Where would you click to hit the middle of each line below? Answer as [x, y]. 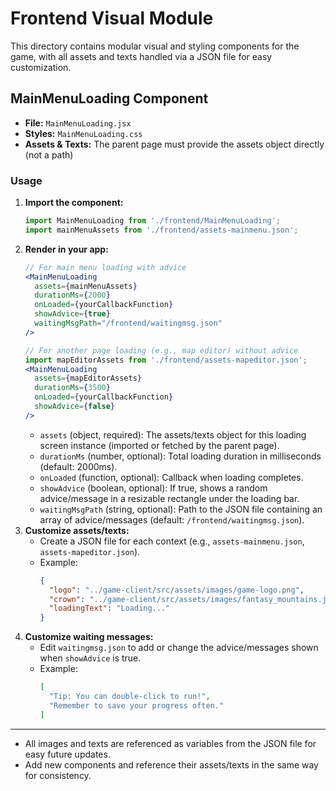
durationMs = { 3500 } [72, 388]
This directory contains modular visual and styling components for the [155, 46]
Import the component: [74, 203]
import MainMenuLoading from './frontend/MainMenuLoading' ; [152, 221]
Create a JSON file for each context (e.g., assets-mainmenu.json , [172, 541]
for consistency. [58, 775]
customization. [41, 67]
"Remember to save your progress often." [136, 705]
